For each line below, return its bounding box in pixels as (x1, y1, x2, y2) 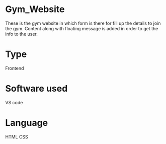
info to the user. (5, 31, 38, 37)
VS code (5, 99, 23, 105)
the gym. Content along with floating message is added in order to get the (5, 25, 158, 31)
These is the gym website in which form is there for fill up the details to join (5, 20, 161, 26)
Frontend (5, 65, 24, 71)
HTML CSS (5, 133, 29, 139)
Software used (5, 83, 68, 94)
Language (5, 117, 48, 128)
